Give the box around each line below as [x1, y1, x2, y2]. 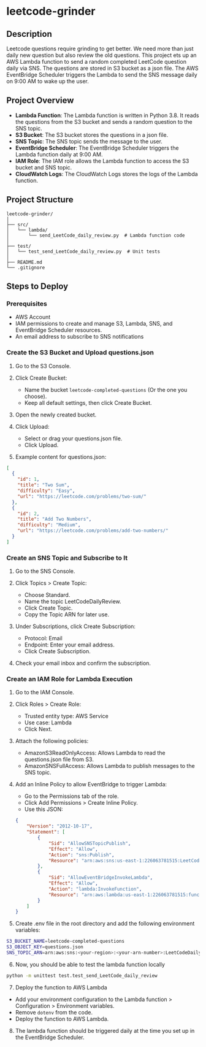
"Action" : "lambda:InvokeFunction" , [48, 886, 142, 892]
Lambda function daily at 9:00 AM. [15, 150, 103, 158]
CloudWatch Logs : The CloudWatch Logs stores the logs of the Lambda [15, 170, 198, 177]
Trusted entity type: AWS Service [24, 713, 109, 720]
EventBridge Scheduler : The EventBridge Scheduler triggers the [15, 144, 179, 151]
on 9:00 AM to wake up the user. [6, 78, 89, 85]
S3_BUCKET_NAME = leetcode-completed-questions [6, 938, 124, 945]
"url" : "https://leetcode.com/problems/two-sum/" [17, 493, 147, 499]
